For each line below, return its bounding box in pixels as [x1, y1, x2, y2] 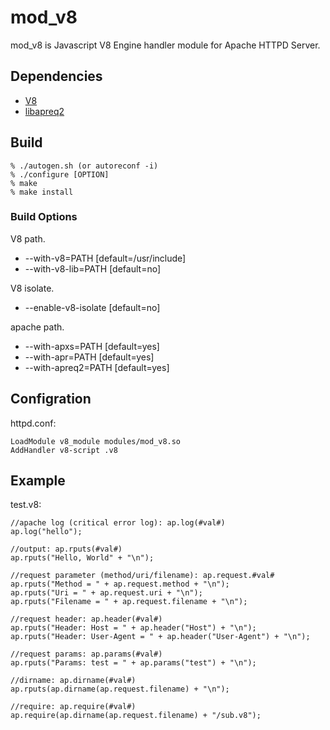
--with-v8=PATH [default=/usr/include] [24, 252, 187, 264]
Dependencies [10, 68, 103, 85]
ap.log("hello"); [10, 527, 83, 537]
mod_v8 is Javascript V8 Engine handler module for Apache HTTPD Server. [10, 39, 321, 51]
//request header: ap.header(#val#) [10, 614, 163, 625]
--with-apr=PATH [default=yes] [24, 351, 155, 363]
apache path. [10, 321, 65, 333]
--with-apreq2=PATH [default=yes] [24, 361, 170, 373]
